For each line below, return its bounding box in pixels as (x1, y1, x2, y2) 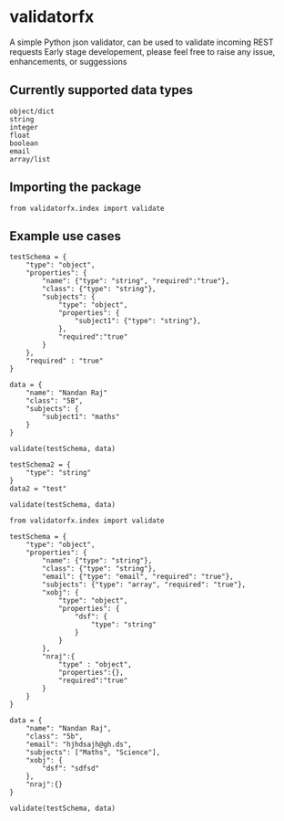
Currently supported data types (9, 82, 194, 98)
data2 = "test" (9, 484, 67, 494)
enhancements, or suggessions (9, 56, 127, 67)
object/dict (9, 107, 55, 116)
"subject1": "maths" (42, 413, 120, 422)
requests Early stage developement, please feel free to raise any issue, (9, 46, 276, 57)
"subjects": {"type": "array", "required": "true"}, (42, 580, 247, 590)
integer (9, 122, 39, 132)
